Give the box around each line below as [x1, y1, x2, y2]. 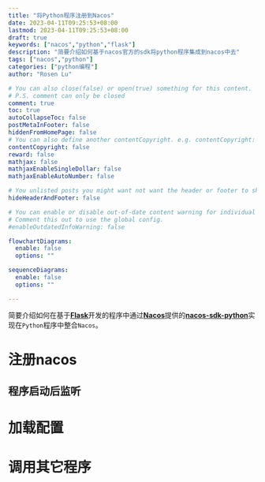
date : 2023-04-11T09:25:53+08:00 [8, 19, 118, 27]
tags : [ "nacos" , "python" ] [8, 56, 93, 64]
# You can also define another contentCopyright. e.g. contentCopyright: [8, 136, 256, 144]
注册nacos [8, 350, 77, 368]
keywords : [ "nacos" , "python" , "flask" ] [8, 41, 136, 49]
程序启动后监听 [8, 384, 81, 398]
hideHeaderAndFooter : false [8, 194, 101, 202]
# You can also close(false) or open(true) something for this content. [8, 84, 252, 92]
